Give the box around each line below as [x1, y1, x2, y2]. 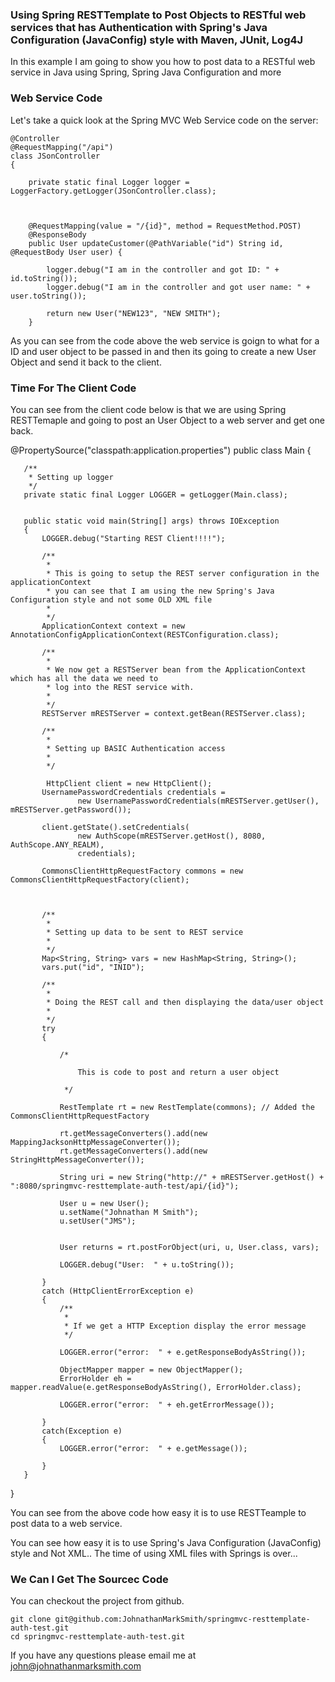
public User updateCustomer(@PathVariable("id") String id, [28, 238, 284, 248]
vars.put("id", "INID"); [41, 962, 145, 972]
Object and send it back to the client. [10, 356, 162, 368]
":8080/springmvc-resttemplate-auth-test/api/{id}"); [10, 1181, 240, 1191]
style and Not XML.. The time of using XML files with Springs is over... [10, 1547, 298, 1559]
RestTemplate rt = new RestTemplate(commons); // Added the [59, 1102, 315, 1112]
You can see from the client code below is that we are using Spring [10, 403, 287, 415]
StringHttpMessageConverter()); [10, 1154, 145, 1165]
